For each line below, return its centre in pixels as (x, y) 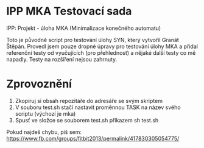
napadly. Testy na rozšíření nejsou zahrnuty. (62, 59)
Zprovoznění (39, 84)
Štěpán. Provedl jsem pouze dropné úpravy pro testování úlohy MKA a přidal (102, 46)
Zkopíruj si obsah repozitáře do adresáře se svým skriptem (89, 100)
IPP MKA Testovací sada (69, 11)
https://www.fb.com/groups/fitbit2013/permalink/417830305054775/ (93, 138)
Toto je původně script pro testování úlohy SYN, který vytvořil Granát (93, 40)
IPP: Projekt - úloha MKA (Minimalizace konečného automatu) (84, 28)
